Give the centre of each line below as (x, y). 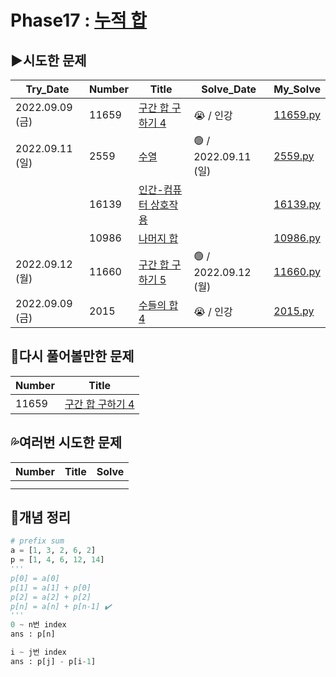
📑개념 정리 (41, 517)
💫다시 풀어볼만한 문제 (72, 356)
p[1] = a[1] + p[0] (51, 587)
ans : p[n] (33, 634)
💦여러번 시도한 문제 (66, 442)
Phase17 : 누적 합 (79, 20)
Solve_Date (229, 89)
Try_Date (47, 89)
